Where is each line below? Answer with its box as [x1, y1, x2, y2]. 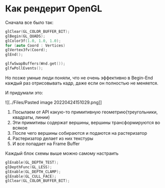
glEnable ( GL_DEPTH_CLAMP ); [5, 169, 61, 174]
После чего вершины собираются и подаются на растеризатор [12, 130, 148, 136]
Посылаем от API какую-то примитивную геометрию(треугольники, [12, 109, 158, 115]
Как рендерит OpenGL [5, 3, 102, 14]
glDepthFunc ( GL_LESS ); [5, 165, 52, 170]
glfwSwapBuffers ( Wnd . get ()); [5, 61, 66, 66]
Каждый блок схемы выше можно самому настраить [5, 150, 119, 156]
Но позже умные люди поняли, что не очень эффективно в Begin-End [5, 75, 153, 81]
